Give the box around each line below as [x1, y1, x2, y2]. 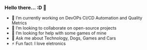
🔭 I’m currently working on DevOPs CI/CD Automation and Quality [11, 15, 143, 21]
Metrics [11, 20, 27, 26]
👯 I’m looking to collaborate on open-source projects [11, 25, 117, 31]
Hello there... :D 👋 [4, 4, 47, 11]
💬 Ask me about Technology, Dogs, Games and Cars [11, 35, 117, 41]
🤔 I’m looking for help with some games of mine [11, 30, 107, 36]
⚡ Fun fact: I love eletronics [11, 40, 66, 47]
